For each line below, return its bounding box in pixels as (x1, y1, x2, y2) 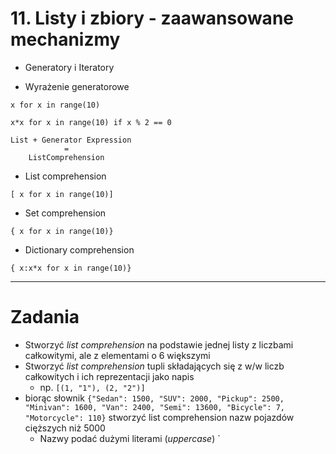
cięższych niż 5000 (24, 422, 106, 434)
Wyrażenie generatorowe (24, 80, 130, 92)
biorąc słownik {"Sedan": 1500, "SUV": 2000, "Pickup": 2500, (24, 392, 285, 404)
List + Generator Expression (10, 135, 132, 145)
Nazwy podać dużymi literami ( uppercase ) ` (39, 432, 221, 444)
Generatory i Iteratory (24, 61, 115, 73)
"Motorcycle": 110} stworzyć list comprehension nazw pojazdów (24, 411, 295, 423)
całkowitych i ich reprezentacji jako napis (24, 370, 195, 382)
